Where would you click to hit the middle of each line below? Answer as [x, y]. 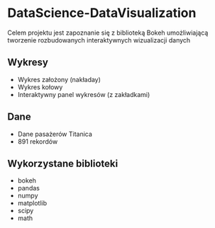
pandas [29, 188]
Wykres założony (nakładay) [59, 79]
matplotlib [32, 203]
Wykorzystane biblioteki [63, 163]
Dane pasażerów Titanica [55, 134]
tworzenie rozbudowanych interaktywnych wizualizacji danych [99, 40]
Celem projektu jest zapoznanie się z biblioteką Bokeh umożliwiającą [108, 33]
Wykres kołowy [40, 87]
